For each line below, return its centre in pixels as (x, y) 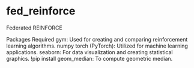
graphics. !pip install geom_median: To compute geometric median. (89, 58)
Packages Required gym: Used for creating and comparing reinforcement (97, 39)
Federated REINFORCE (35, 28)
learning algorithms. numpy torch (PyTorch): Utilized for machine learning (97, 46)
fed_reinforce (41, 11)
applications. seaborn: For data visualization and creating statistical (89, 52)
